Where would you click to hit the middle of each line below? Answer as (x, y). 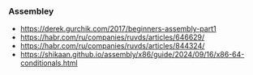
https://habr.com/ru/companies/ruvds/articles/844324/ (112, 46)
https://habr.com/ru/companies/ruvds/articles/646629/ (112, 37)
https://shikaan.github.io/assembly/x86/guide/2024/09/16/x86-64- (132, 55)
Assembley (31, 11)
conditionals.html (49, 63)
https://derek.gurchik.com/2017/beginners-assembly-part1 (118, 29)
